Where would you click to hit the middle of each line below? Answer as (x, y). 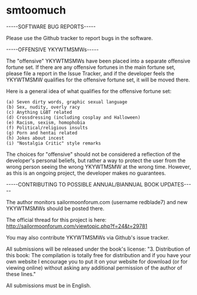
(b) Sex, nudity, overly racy (43, 107)
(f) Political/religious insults (47, 127)
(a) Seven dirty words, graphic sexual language (67, 102)
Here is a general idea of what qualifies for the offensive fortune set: (89, 91)
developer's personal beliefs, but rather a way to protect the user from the (96, 160)
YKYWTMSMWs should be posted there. (55, 208)
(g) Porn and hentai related (42, 133)
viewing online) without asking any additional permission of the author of (94, 268)
